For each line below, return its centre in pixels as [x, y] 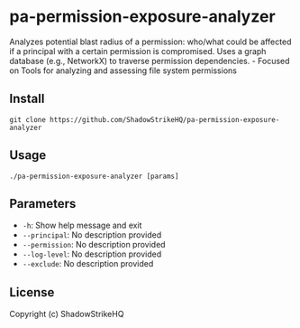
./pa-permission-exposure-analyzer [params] [94, 176]
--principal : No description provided [92, 235]
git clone [28, 119]
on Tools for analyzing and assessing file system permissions [123, 70]
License [32, 292]
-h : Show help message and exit [82, 225]
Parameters [43, 204]
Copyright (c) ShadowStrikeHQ [67, 314]
